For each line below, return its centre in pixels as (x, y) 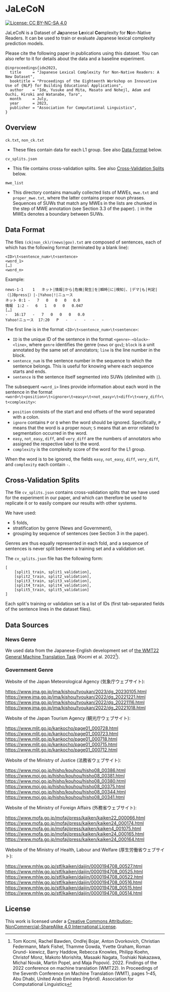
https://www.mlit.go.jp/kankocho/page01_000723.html (62, 734)
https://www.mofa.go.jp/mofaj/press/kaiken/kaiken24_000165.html (75, 834)
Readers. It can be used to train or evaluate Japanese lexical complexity (80, 38)
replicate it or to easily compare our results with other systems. (71, 503)
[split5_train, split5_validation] (52, 590)
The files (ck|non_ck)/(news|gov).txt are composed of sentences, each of (83, 242)
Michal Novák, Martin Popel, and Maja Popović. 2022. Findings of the (85, 963)
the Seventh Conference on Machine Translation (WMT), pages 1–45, (84, 973)
